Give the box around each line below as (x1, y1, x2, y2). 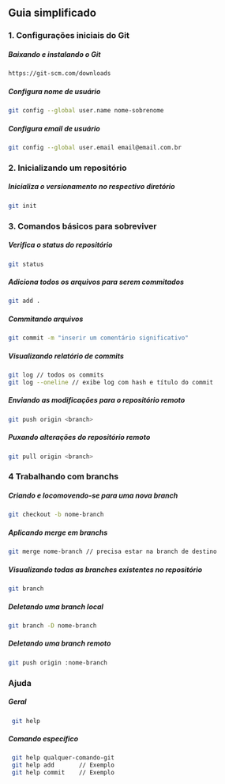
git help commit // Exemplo (11, 769, 114, 777)
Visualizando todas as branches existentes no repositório (8, 565, 203, 574)
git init (8, 202, 37, 210)
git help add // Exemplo (11, 761, 114, 770)
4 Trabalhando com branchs (8, 471, 119, 482)
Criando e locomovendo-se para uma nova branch (8, 490, 178, 500)
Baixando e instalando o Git (8, 49, 101, 59)
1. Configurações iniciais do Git (8, 30, 130, 41)
